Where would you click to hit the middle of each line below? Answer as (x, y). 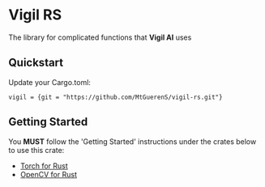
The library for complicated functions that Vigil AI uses (100, 37)
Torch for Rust (44, 166)
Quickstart (36, 63)
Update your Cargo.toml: (50, 82)
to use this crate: (36, 150)
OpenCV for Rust (48, 174)
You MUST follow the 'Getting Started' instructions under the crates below (132, 141)
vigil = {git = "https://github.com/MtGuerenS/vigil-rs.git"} (115, 97)
